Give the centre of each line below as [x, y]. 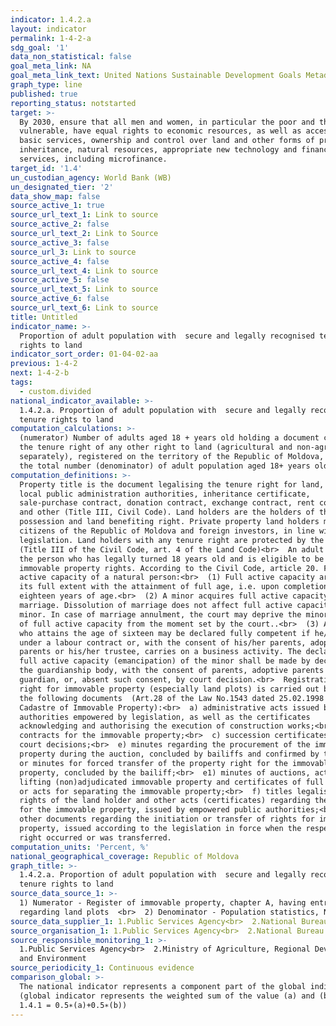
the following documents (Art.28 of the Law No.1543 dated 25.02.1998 [172, 698]
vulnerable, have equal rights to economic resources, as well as [160, 131]
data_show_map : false [55, 196]
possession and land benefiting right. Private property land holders [169, 522]
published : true [44, 94]
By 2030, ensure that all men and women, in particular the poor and [167, 122]
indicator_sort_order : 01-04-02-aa [84, 354]
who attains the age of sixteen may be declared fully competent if [165, 633]
